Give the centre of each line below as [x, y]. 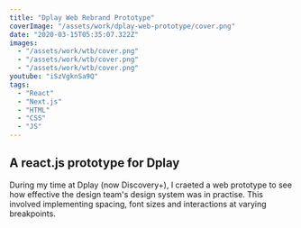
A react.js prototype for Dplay [95, 163]
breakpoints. [32, 214]
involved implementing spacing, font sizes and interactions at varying [138, 204]
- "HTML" [34, 110]
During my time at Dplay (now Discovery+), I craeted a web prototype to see [151, 185]
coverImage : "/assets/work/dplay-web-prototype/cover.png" [123, 26]
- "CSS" [32, 118]
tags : [19, 85]
